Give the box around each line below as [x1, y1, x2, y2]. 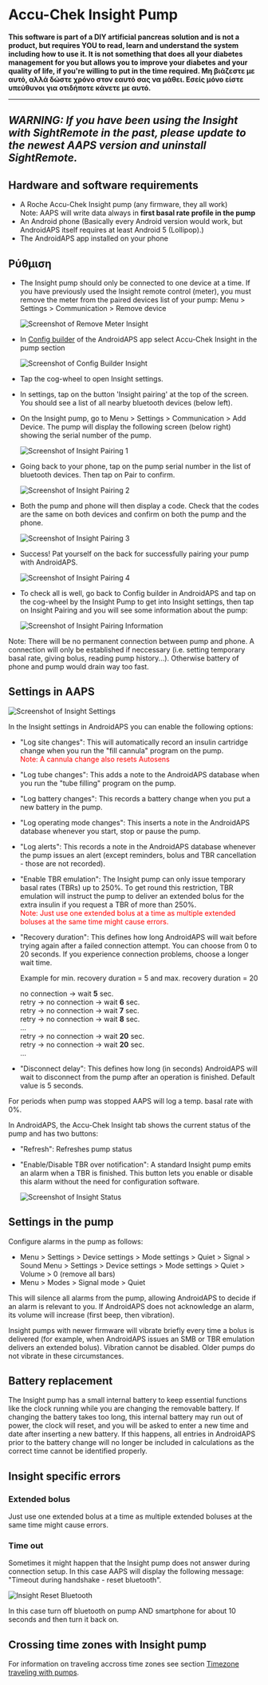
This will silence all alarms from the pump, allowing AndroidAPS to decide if [8, 1293, 257, 1303]
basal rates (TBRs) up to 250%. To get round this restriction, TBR [19, 882, 234, 892]
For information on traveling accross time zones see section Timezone [8, 1659, 239, 1669]
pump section [19, 342, 65, 353]
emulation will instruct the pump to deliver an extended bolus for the [19, 891, 245, 900]
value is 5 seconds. [19, 1080, 84, 1090]
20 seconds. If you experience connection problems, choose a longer [19, 949, 249, 959]
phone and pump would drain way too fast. [8, 661, 149, 671]
